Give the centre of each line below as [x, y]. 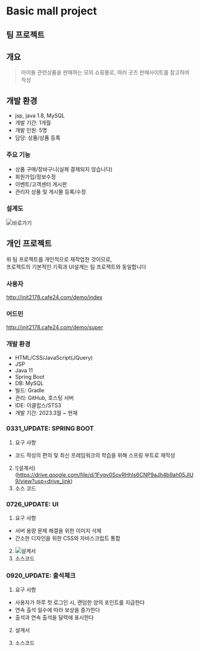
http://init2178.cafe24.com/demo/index [54, 297]
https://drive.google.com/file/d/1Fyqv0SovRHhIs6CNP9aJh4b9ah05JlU [105, 474]
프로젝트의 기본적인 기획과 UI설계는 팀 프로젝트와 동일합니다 [76, 267]
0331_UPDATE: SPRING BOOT [50, 429]
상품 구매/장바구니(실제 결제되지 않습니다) [64, 169]
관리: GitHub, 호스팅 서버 [44, 398]
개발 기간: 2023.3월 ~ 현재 [46, 413]
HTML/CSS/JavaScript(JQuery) [54, 357]
